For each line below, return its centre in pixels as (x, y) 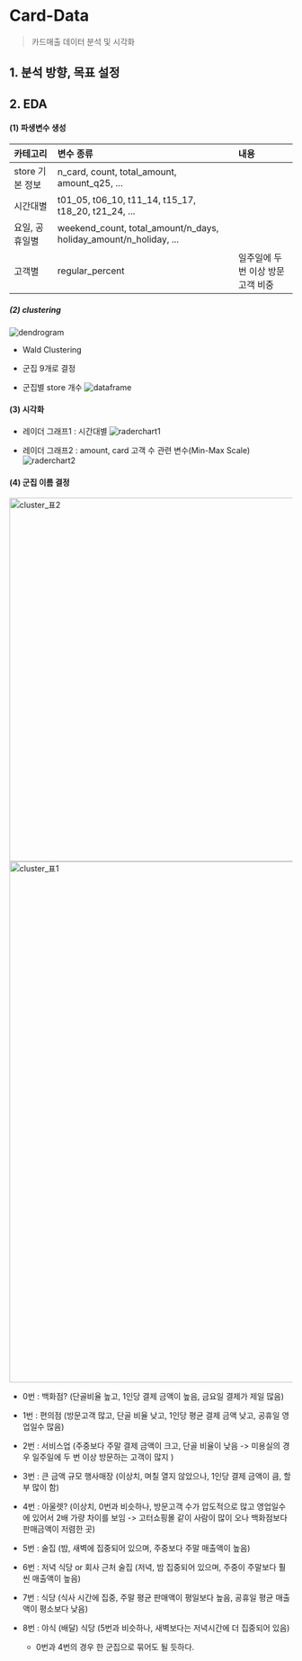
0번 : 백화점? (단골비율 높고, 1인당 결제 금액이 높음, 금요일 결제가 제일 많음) (153, 1397)
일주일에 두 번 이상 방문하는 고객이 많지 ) (103, 1457)
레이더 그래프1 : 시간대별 (65, 432)
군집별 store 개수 (52, 387)
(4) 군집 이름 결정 (40, 482)
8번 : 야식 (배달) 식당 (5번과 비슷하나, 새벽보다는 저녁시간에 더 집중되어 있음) (156, 1628)
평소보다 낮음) (63, 1609)
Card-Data (49, 16)
